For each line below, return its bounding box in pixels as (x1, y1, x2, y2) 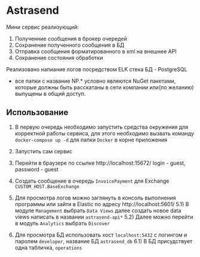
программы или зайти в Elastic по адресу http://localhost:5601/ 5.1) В (14, 200, 189, 207)
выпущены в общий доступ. (14, 90, 86, 97)
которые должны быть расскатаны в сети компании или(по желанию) (14, 83, 194, 90)
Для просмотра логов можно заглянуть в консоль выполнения (14, 194, 176, 201)
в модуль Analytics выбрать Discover (14, 219, 110, 226)
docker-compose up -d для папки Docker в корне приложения (14, 136, 168, 143)
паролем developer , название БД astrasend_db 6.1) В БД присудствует (14, 237, 193, 244)
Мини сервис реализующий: (6, 23, 79, 31)
